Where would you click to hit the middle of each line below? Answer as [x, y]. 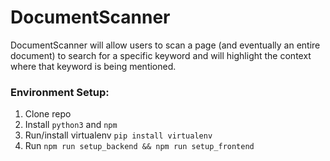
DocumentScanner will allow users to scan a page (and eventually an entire [165, 45]
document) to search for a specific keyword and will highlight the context [161, 55]
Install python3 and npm [71, 125]
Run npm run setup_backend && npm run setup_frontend [139, 146]
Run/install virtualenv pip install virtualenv [118, 135]
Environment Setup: [60, 92]
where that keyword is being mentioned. [93, 66]
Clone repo [48, 114]
